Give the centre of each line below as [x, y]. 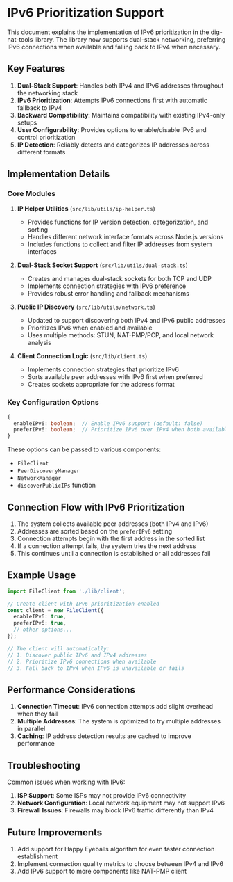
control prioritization [46, 137]
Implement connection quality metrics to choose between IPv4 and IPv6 [120, 863]
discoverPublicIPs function [56, 486]
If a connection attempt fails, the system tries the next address [106, 546]
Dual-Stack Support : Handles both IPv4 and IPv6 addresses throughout [120, 86]
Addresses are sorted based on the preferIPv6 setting [95, 531]
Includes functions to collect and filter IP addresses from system [120, 244]
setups [27, 122]
